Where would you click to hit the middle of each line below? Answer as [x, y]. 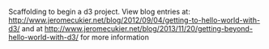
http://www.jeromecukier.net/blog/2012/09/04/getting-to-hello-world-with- [134, 20]
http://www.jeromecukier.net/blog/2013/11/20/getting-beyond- [149, 29]
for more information [115, 37]
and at [32, 29]
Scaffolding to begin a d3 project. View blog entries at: [99, 12]
